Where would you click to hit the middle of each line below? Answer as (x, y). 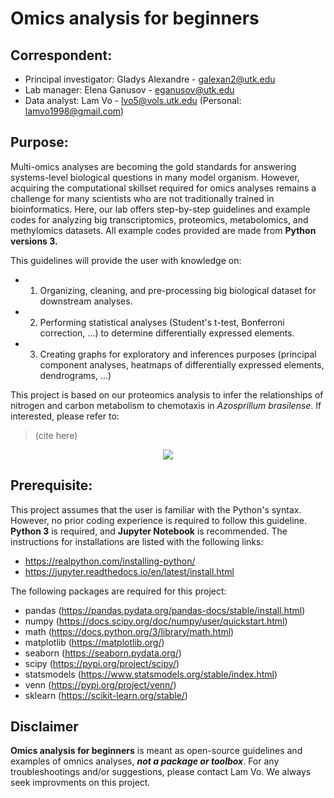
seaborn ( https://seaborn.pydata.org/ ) (103, 653)
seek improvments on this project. (80, 783)
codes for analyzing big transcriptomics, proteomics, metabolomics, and (159, 219)
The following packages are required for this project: (118, 591)
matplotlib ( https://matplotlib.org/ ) (94, 642)
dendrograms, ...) (75, 375)
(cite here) (56, 435)
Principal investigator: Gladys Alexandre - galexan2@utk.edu (150, 79)
